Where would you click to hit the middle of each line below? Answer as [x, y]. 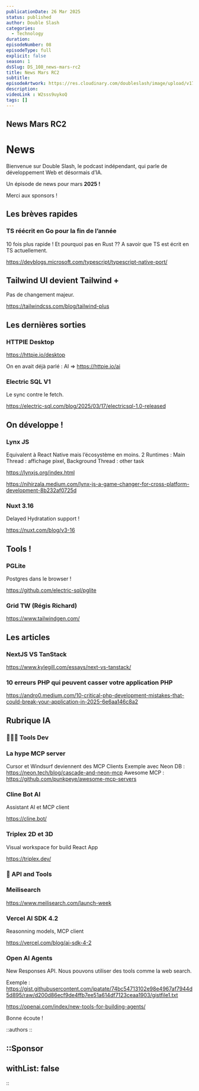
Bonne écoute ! [25, 1018]
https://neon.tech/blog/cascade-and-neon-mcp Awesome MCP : [85, 772]
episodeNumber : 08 [29, 45]
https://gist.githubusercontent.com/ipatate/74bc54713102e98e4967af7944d [99, 989]
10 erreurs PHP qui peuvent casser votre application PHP [89, 683]
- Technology [28, 34]
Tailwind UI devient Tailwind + [63, 281]
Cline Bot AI [23, 794]
